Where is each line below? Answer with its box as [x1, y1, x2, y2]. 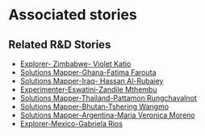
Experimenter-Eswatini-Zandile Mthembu [19, 84, 157, 94]
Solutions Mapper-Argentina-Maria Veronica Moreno [19, 110, 195, 120]
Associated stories [8, 6, 137, 24]
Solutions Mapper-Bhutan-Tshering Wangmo [19, 102, 169, 111]
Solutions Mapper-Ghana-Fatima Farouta [19, 68, 157, 77]
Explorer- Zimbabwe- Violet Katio [19, 59, 132, 68]
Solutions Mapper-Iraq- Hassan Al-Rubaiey [19, 76, 164, 85]
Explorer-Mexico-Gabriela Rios [19, 119, 123, 128]
